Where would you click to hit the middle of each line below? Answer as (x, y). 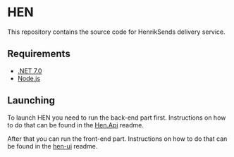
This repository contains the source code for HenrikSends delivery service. (116, 32)
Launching (31, 100)
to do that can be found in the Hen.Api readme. (76, 125)
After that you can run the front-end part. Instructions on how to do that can (117, 139)
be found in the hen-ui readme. (53, 146)
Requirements (39, 54)
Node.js (29, 78)
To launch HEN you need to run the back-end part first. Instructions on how (117, 118)
